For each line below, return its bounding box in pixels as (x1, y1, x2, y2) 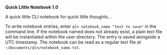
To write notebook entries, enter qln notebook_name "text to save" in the (5, 23, 157, 29)
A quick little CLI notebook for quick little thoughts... (5, 14, 112, 19)
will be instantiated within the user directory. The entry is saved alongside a (5, 34, 161, 40)
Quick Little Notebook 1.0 (5, 4, 59, 10)
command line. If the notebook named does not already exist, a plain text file (5, 29, 163, 34)
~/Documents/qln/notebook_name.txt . (5, 45, 81, 50)
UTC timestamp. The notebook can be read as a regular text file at (5, 39, 141, 45)
